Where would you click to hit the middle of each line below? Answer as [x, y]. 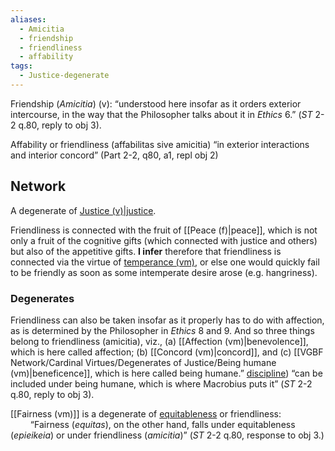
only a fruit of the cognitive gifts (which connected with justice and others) [164, 240]
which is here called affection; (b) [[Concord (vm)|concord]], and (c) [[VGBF [167, 352]
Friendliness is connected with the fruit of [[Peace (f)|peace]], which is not [164, 230]
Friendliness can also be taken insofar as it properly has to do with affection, [167, 320]
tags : [21, 66]
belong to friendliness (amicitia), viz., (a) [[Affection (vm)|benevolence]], [159, 341]
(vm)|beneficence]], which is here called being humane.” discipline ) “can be [166, 373]
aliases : [28, 19]
